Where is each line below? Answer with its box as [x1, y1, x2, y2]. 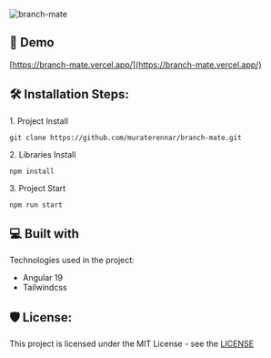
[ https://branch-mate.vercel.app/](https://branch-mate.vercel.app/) [9, 59, 262, 70]
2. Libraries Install [9, 148, 76, 159]
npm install [9, 167, 55, 176]
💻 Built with [9, 226, 80, 241]
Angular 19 [22, 272, 64, 283]
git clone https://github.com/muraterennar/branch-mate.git [9, 133, 243, 142]
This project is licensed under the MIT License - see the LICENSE [9, 338, 255, 350]
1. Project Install [9, 115, 68, 127]
